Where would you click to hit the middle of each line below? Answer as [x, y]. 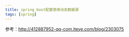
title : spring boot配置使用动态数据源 [42, 10]
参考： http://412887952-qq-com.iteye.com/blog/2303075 [65, 29]
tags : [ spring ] [21, 14]
